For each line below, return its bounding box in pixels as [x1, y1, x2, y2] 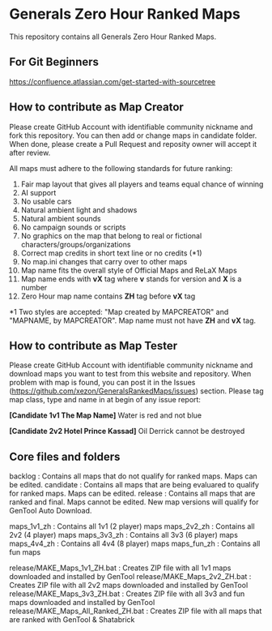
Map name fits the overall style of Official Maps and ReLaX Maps [20, 265, 237, 275]
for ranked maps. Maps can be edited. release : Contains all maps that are [9, 488, 256, 499]
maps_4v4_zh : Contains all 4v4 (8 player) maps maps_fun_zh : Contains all [9, 539, 261, 548]
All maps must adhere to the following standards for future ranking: [9, 163, 233, 173]
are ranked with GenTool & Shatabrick [9, 615, 135, 625]
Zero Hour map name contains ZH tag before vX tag [20, 291, 196, 301]
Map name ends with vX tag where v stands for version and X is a [20, 273, 242, 284]
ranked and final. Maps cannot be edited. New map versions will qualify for [9, 497, 259, 507]
